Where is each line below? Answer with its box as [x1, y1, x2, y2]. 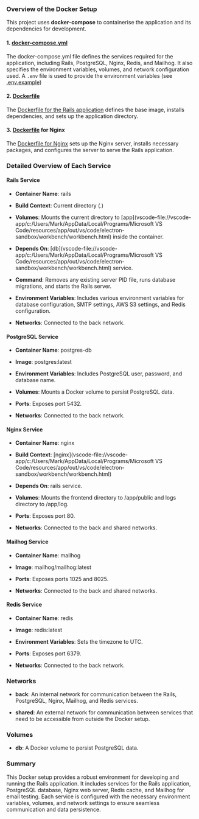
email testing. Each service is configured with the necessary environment [6, 793, 190, 800]
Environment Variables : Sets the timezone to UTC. [15, 638, 143, 645]
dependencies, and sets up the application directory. [6, 112, 139, 120]
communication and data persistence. [6, 806, 102, 813]
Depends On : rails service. [15, 483, 83, 490]
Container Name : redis [15, 614, 74, 622]
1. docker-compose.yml [6, 39, 68, 46]
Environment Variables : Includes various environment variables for [15, 294, 184, 302]
